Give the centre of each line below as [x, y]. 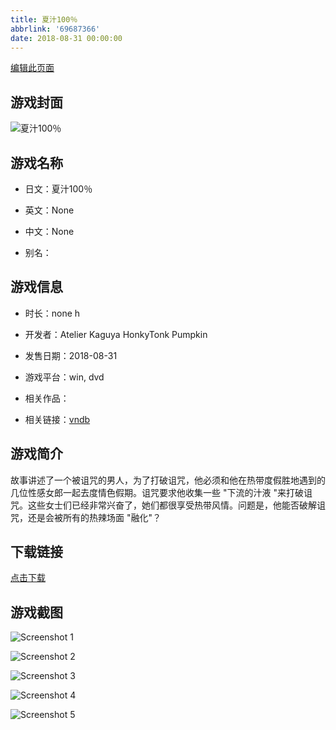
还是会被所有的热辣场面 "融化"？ [94, 517]
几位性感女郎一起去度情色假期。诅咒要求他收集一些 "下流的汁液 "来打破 [157, 492]
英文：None [49, 210]
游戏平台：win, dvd [64, 377]
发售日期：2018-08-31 [71, 355]
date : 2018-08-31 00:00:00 [66, 38]
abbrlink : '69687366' [55, 29]
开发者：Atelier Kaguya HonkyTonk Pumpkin [116, 334]
